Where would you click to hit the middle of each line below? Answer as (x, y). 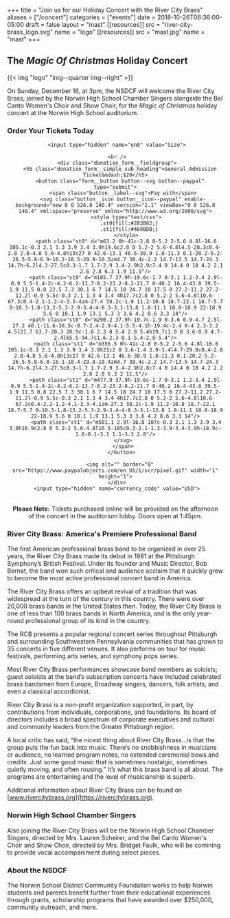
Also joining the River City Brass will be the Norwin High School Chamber (111, 830)
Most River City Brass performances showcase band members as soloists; (112, 670)
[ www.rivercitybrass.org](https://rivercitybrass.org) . (81, 797)
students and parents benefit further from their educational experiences (109, 892)
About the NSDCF (37, 870)
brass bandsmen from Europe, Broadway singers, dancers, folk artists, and (113, 684)
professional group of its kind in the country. (88, 621)
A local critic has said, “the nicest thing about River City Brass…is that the (111, 740)
